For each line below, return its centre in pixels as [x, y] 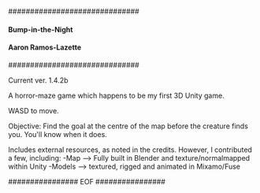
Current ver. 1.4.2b [38, 80]
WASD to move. [33, 110]
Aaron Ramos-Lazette [45, 47]
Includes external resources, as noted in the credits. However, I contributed [130, 150]
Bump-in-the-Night [41, 29]
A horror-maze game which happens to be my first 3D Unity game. [116, 95]
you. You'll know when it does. [58, 134]
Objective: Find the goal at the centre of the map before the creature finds [128, 126]
